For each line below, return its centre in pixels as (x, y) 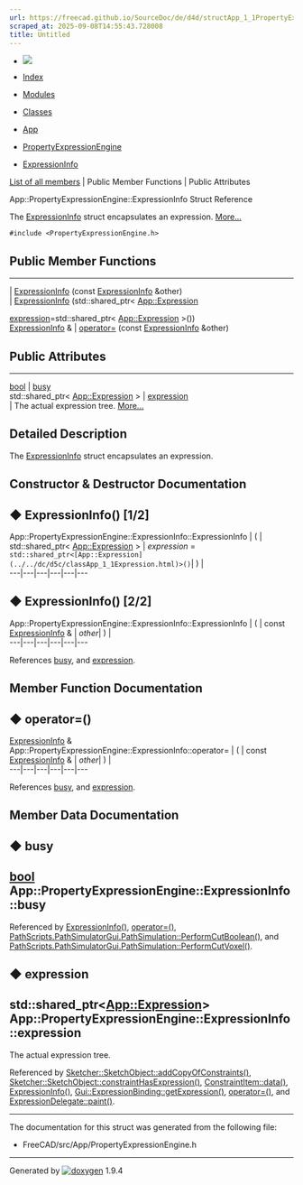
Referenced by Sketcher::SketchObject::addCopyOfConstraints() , (131, 1072)
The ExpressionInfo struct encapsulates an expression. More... (125, 217)
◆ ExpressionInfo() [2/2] (81, 602)
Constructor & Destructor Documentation (128, 484)
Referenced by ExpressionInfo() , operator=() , (93, 927)
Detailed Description (69, 434)
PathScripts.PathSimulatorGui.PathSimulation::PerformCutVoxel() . (131, 946)
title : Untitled (40, 34)
